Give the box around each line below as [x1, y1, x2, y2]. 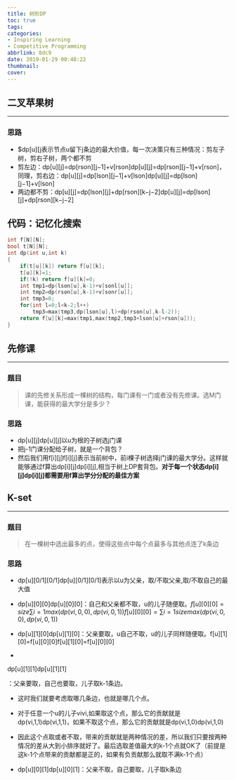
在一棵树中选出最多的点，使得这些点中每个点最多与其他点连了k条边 [24, 540, 219, 548]
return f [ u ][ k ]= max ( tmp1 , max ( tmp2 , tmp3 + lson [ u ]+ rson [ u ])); [20, 315, 197, 322]
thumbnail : [7, 62, 39, 70]
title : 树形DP [7, 10, 47, 18]
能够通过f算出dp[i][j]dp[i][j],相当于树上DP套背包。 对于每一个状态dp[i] [17, 463, 219, 471]
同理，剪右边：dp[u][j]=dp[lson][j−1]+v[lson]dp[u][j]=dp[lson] [17, 171, 198, 180]
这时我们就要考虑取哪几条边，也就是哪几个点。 [17, 694, 153, 703]
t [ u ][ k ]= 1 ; [20, 269, 52, 276]
